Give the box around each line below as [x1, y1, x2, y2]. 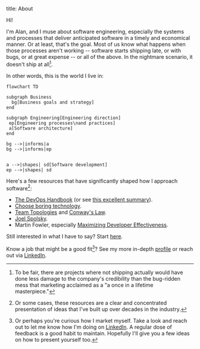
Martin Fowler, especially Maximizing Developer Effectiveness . [14, 221, 168, 228]
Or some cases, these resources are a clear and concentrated [14, 299, 167, 306]
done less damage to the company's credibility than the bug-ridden [14, 275, 180, 282]
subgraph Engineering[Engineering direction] [6, 115, 121, 121]
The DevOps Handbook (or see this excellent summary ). [14, 196, 153, 203]
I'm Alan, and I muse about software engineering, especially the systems [6, 28, 185, 35]
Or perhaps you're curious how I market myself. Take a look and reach [14, 317, 187, 324]
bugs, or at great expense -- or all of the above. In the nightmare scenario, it [6, 54, 193, 60]
